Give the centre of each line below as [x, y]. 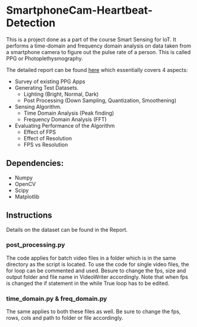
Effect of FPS [40, 132]
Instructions [29, 216]
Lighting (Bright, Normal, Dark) [61, 94]
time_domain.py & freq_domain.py [57, 298]
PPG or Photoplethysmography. [45, 58]
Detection [31, 23]
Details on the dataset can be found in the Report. [67, 229]
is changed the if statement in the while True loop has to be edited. [88, 283]
